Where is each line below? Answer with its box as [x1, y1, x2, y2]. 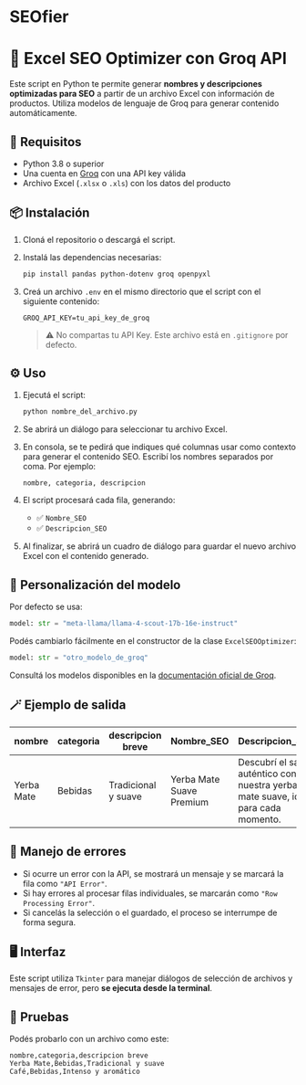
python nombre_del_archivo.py [22, 407, 138, 416]
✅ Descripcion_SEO [36, 522, 107, 533]
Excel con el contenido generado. [22, 551, 149, 562]
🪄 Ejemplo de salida [9, 697, 127, 713]
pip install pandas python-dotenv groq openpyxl [22, 269, 211, 279]
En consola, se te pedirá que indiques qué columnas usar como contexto [22, 441, 296, 453]
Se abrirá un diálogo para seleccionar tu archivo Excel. [22, 424, 228, 435]
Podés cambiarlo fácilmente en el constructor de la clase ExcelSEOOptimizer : [9, 636, 297, 646]
